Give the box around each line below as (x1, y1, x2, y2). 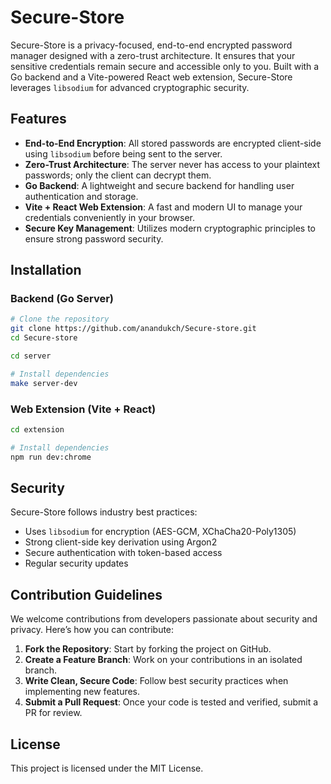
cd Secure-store (10, 333, 78, 343)
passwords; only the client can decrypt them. (24, 169, 212, 181)
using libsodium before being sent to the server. (24, 147, 223, 160)
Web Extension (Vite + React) (10, 402, 157, 416)
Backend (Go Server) (10, 292, 114, 306)
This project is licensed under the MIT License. (10, 762, 204, 775)
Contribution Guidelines (10, 586, 163, 603)
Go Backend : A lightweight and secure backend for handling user (24, 179, 295, 191)
